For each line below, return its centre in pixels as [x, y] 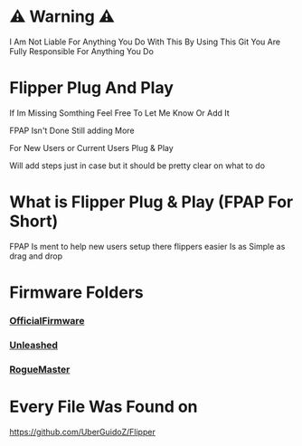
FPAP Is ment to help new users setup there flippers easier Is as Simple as [147, 246]
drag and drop [36, 256]
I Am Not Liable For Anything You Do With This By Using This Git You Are [145, 42]
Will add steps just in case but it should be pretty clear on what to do [137, 166]
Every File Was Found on [104, 407]
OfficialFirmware [47, 320]
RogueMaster [40, 369]
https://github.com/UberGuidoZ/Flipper [82, 432]
